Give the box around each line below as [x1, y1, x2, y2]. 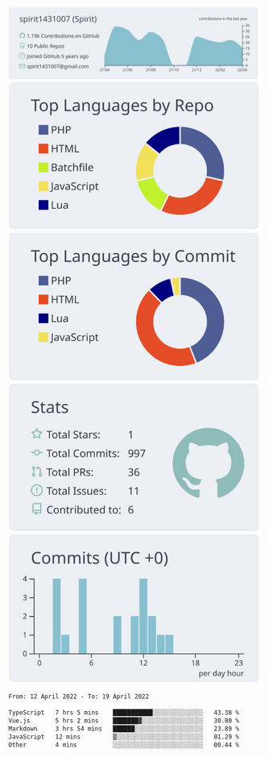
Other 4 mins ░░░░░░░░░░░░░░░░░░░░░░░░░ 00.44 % [8, 741, 240, 749]
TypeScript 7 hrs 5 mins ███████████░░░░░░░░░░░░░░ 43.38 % [8, 709, 240, 717]
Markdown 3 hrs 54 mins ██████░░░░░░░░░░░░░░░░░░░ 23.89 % [8, 725, 240, 733]
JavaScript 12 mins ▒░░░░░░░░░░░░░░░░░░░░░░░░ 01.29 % [8, 733, 240, 741]
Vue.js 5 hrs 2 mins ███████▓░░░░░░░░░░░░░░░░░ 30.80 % [8, 717, 240, 725]
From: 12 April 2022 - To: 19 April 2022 [8, 693, 150, 701]
